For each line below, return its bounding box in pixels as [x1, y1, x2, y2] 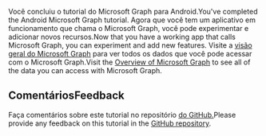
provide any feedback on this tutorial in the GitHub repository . [8, 119, 212, 128]
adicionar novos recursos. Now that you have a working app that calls [8, 32, 236, 41]
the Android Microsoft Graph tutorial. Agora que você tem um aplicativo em [8, 15, 256, 25]
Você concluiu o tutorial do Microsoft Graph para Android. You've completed [8, 7, 258, 16]
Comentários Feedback [8, 89, 125, 103]
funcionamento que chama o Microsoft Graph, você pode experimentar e [8, 24, 249, 33]
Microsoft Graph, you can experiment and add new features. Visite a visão [8, 41, 253, 50]
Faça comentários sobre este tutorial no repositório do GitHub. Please [8, 110, 236, 119]
